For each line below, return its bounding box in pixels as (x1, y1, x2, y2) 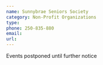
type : (6, 19, 20, 25)
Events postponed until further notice (6, 53, 97, 59)
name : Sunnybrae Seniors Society (6, 8, 89, 15)
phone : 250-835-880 (6, 25, 54, 31)
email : (6, 31, 22, 37)
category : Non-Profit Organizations (6, 14, 96, 20)
